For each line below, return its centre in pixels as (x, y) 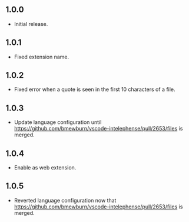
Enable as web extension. (45, 168)
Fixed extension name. (42, 57)
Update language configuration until (58, 122)
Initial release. (31, 24)
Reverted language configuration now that (65, 200)
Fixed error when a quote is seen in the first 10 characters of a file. (94, 89)
